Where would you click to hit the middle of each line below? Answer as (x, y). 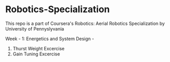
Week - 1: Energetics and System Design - (50, 39)
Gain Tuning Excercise (36, 54)
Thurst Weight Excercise (39, 48)
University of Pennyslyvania (35, 28)
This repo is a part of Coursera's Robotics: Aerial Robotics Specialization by (85, 23)
